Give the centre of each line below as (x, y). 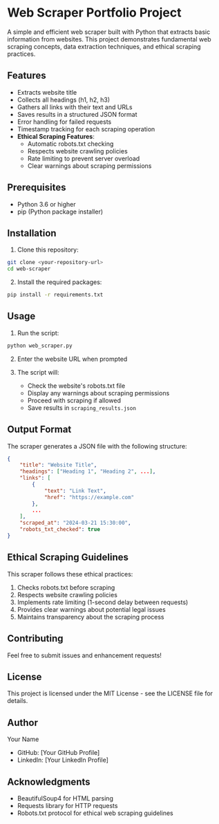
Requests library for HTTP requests (67, 805)
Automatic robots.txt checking (70, 144)
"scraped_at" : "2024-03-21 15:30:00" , (75, 523)
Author (22, 723)
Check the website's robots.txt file (76, 386)
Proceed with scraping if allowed (74, 400)
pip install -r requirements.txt (55, 295)
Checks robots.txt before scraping (66, 587)
